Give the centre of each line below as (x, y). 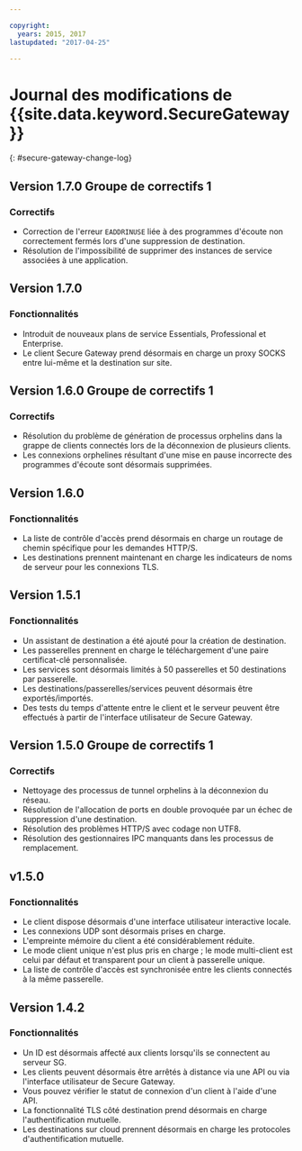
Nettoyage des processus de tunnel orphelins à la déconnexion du (145, 791)
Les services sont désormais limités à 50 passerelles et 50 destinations (154, 669)
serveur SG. (44, 1062)
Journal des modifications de (121, 95)
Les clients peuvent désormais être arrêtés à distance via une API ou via (156, 1072)
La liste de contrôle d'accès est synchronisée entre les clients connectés (157, 970)
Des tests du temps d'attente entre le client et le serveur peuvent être (151, 707)
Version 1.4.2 (47, 1007)
